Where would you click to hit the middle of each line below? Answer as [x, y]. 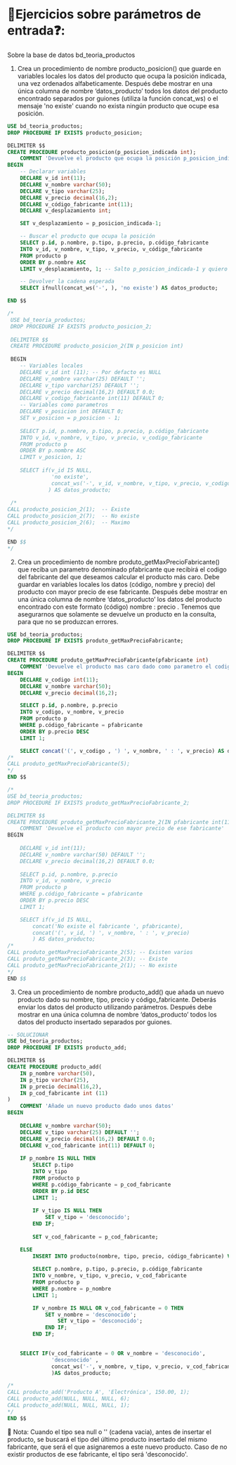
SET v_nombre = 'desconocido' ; [91, 1315]
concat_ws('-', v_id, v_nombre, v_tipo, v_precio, [127, 483]
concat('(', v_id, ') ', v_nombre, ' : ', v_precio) [111, 933]
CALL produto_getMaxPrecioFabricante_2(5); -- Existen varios [100, 953]
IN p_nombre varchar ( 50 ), [58, 1073]
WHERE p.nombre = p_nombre [72, 1289]
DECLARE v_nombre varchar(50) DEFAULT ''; [83, 854]
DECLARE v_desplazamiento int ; [66, 211]
